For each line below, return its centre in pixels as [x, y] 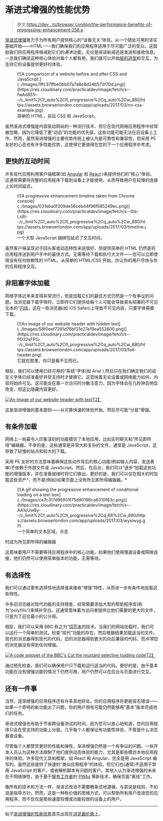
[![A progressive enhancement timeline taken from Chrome [76, 196]
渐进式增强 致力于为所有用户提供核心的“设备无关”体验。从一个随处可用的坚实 [81, 40]
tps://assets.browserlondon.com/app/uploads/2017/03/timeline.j [81, 227]
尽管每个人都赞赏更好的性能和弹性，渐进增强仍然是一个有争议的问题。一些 [79, 746]
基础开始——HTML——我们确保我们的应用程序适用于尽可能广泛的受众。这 [79, 46]
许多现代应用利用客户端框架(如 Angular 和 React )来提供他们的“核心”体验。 [80, 174]
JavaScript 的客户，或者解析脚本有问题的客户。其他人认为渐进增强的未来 [83, 770]
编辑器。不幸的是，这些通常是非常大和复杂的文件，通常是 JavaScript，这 [84, 445]
